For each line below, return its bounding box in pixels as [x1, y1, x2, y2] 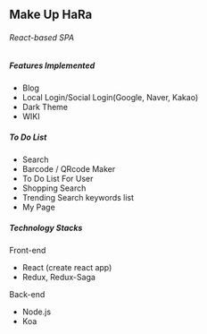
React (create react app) [21, 261, 112, 272]
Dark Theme [21, 101, 69, 112]
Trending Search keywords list [21, 192, 135, 202]
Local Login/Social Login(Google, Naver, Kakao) [21, 91, 199, 102]
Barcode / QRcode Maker [21, 163, 116, 174]
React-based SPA [9, 31, 74, 43]
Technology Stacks [9, 222, 83, 233]
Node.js [21, 306, 52, 317]
